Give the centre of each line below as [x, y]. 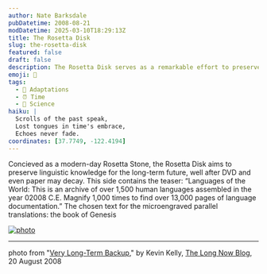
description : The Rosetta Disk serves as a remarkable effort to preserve [135, 68]
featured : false [35, 52]
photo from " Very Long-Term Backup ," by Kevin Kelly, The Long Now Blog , [130, 253]
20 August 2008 [35, 261]
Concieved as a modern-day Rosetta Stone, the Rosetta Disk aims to [120, 164]
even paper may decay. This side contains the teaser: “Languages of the [127, 180]
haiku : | [23, 112]
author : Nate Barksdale [48, 15]
